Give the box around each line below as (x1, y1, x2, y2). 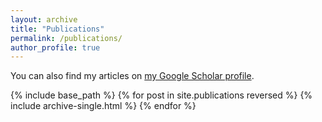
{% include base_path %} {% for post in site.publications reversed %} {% (10, 89, 313, 101)
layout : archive (10, 14, 78, 25)
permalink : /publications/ (10, 33, 123, 43)
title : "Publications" (10, 24, 105, 34)
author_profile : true (10, 42, 101, 53)
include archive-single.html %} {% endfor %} (10, 100, 197, 112)
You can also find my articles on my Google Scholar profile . (10, 70, 255, 82)
